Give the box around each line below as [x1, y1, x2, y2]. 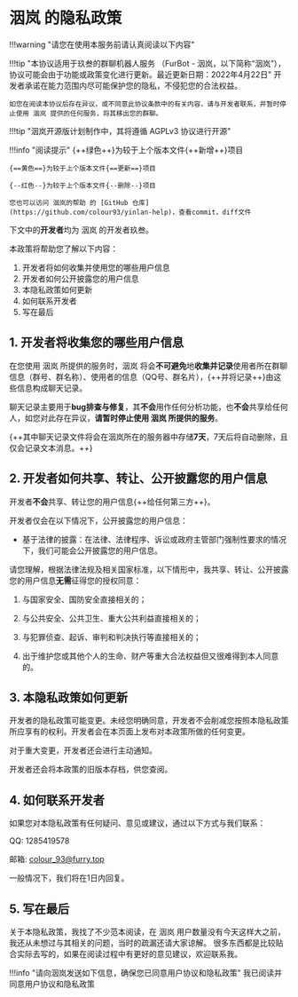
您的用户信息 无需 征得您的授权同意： [9, 574, 142, 586]
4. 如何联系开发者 [9, 792, 105, 808]
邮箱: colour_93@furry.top [9, 854, 105, 865]
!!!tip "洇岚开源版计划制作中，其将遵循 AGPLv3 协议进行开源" [9, 125, 231, 136]
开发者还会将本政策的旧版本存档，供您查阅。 [9, 764, 173, 775]
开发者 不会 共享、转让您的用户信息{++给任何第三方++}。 [9, 496, 216, 507]
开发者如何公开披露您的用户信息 [21, 273, 139, 284]
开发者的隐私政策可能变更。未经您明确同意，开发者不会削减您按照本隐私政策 [9, 716, 289, 726]
